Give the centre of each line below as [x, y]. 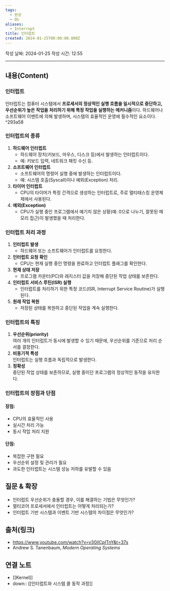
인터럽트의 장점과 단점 [30, 393]
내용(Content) [27, 76]
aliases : [14, 24]
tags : [11, 10]
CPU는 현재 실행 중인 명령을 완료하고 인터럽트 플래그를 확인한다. [83, 263]
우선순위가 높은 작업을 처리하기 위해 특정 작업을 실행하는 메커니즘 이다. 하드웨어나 [84, 110]
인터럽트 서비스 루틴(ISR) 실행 [42, 283]
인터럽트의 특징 [23, 322]
